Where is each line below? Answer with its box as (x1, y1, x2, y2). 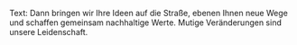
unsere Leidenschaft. (9, 27, 88, 37)
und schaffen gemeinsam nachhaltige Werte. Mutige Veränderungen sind (9, 17, 282, 28)
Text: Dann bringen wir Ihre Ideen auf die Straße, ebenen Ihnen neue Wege (9, 8, 289, 18)
